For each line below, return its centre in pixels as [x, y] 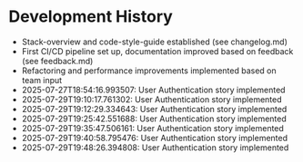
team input [42, 80]
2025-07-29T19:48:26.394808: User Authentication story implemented [155, 148]
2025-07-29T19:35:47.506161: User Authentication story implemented [152, 128]
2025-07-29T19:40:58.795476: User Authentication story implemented [155, 138]
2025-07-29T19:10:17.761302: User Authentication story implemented [152, 99]
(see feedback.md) [57, 61]
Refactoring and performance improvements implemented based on [149, 71]
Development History [91, 17]
